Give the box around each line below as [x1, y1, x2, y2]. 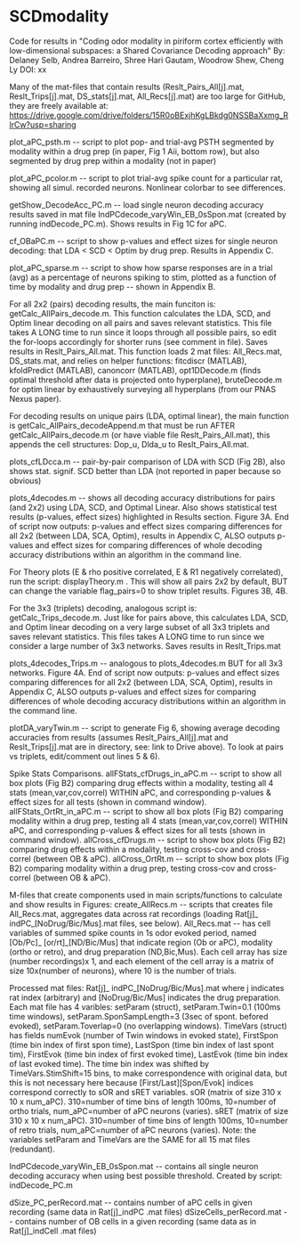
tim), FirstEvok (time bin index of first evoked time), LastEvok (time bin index [9, 1049, 289, 1060]
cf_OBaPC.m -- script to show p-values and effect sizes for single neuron [9, 235, 278, 246]
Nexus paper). [9, 393, 62, 404]
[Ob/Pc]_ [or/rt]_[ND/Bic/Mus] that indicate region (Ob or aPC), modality [9, 937, 273, 947]
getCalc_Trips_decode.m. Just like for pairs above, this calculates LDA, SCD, [9, 612, 289, 623]
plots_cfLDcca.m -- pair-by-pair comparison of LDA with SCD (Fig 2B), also [9, 456, 286, 467]
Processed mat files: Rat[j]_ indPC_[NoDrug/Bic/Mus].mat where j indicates [9, 982, 285, 993]
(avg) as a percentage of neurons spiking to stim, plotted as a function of [9, 272, 278, 283]
